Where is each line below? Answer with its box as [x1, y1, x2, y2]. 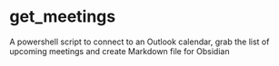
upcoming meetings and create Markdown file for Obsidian [9, 45, 230, 56]
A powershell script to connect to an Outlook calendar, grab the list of [9, 36, 270, 47]
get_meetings [9, 6, 116, 27]
